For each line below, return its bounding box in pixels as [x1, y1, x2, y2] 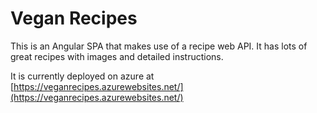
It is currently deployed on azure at [10, 70, 155, 82]
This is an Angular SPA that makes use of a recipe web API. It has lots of [10, 40, 308, 52]
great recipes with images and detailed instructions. [10, 50, 224, 62]
